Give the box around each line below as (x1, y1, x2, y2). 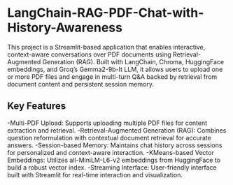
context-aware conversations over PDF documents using (7, 50, 171, 59)
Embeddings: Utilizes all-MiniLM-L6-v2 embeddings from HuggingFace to (7, 156, 221, 164)
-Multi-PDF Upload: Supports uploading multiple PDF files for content (7, 119, 208, 127)
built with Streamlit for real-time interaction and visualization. (7, 170, 183, 179)
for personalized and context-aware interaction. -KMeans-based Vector (7, 148, 215, 156)
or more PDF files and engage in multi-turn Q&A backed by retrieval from (7, 72, 218, 81)
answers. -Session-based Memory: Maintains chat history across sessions (7, 141, 223, 149)
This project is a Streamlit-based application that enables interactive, (7, 43, 206, 51)
